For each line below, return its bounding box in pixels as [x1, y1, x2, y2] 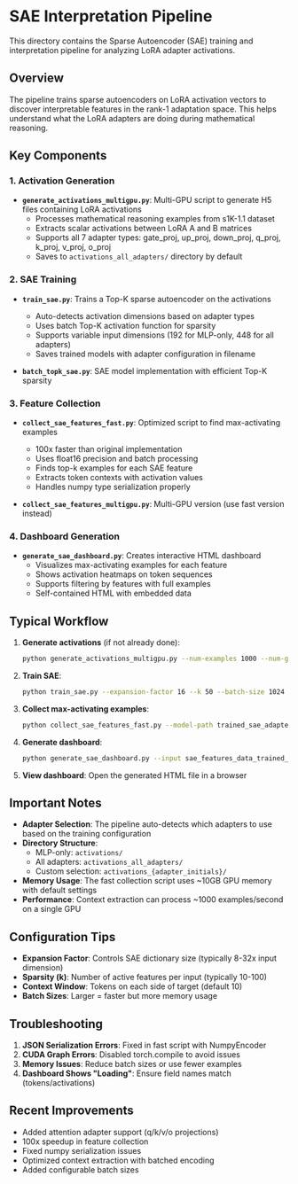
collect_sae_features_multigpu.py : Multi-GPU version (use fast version [21, 499, 286, 510]
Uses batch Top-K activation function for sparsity [35, 320, 216, 331]
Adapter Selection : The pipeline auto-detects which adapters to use [21, 819, 272, 830]
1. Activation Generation [9, 175, 115, 187]
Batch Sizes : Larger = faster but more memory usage [21, 991, 218, 1001]
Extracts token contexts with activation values [35, 472, 204, 483]
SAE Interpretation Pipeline [9, 6, 213, 27]
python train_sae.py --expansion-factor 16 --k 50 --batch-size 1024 [21, 688, 286, 697]
